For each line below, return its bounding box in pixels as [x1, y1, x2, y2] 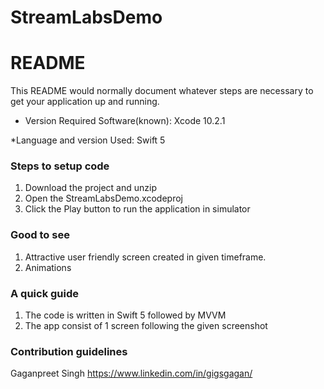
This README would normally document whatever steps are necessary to [10, 85, 314, 97]
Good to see [10, 228, 70, 242]
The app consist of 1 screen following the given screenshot [24, 320, 268, 332]
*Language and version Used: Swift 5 [10, 134, 166, 146]
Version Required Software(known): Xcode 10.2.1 [24, 115, 226, 127]
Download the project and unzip [24, 182, 157, 194]
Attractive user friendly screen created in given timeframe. [24, 251, 267, 263]
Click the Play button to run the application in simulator [24, 203, 251, 215]
